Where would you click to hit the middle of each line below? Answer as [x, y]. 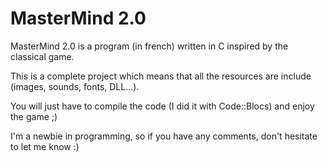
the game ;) [34, 116]
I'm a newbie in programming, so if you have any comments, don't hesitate [164, 136]
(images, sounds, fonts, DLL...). [75, 86]
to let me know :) [45, 146]
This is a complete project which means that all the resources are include [161, 76]
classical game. [42, 56]
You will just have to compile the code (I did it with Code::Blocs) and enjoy [162, 106]
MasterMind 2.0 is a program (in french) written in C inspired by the [149, 46]
